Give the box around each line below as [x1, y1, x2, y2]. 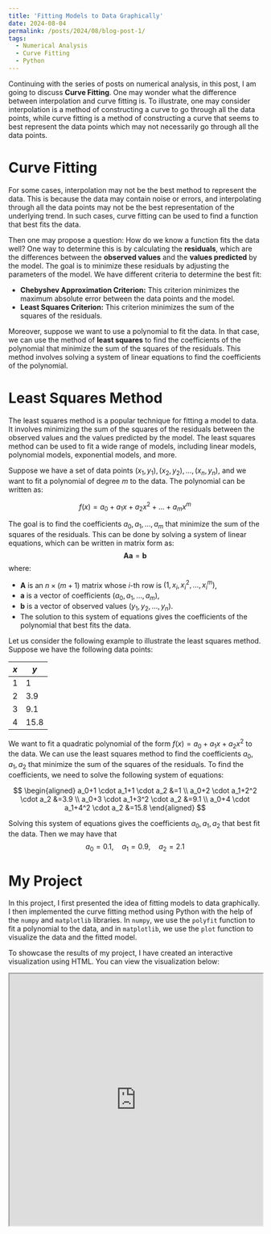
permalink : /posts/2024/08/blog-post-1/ [8, 27, 146, 35]
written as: [8, 485, 43, 494]
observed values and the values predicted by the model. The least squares [8, 432, 256, 442]
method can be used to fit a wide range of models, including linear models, [8, 441, 257, 451]
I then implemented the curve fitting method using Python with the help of [8, 907, 253, 916]
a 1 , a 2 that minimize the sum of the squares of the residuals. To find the [8, 760, 244, 771]
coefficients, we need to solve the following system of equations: [8, 769, 224, 779]
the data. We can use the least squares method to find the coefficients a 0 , [8, 749, 253, 761]
